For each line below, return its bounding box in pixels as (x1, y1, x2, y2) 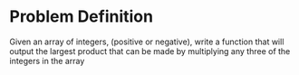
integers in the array (9, 55, 85, 66)
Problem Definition (9, 6, 154, 27)
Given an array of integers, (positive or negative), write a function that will (9, 36, 285, 47)
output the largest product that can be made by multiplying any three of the (9, 45, 291, 56)
